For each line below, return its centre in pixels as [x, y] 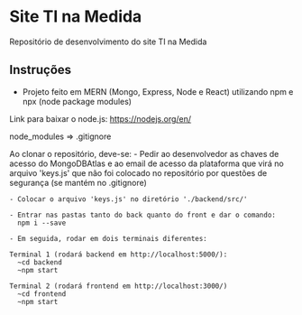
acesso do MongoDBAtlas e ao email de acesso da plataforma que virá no [146, 163]
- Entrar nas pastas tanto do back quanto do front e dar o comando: [143, 215]
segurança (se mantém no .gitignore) [78, 182]
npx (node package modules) [77, 101]
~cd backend [40, 262]
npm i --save [42, 223]
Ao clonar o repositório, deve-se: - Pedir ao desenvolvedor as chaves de [144, 153]
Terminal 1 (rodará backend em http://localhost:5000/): [119, 255]
